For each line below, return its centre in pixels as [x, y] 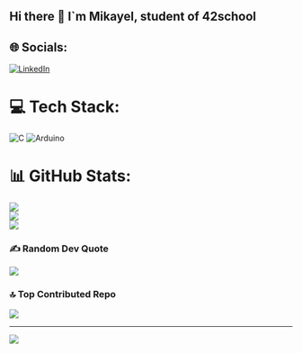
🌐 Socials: [39, 47]
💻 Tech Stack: [65, 107]
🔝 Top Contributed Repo [63, 294]
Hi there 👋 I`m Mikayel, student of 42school [133, 17]
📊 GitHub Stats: [71, 176]
